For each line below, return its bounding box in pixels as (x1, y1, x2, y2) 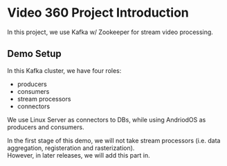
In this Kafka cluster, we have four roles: (7, 66, 122, 74)
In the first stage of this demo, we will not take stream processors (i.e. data (7, 136, 221, 144)
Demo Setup (7, 48, 62, 60)
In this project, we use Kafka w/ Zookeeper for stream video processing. (7, 28, 213, 36)
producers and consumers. (7, 123, 84, 131)
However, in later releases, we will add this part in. (7, 151, 150, 159)
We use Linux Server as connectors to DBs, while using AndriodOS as (7, 115, 206, 124)
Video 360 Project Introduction (7, 5, 189, 21)
